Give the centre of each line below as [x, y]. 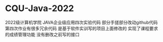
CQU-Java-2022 [40, 8]
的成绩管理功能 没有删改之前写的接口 [42, 34]
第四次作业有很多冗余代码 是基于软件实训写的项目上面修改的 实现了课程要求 [81, 28]
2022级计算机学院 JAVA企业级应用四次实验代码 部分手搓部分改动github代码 [81, 22]
